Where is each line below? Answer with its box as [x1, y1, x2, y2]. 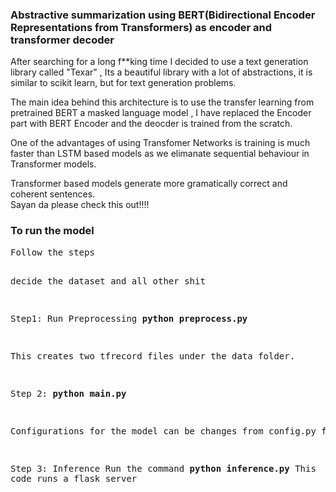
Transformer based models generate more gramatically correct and [10, 178, 288, 190]
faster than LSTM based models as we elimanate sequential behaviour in [10, 148, 310, 160]
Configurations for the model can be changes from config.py [10, 425, 317, 437]
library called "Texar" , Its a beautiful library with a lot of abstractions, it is [10, 66, 313, 78]
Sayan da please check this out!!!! [10, 199, 150, 211]
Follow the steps [10, 246, 95, 258]
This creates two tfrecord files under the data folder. [10, 350, 296, 362]
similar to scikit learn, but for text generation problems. [10, 77, 237, 89]
